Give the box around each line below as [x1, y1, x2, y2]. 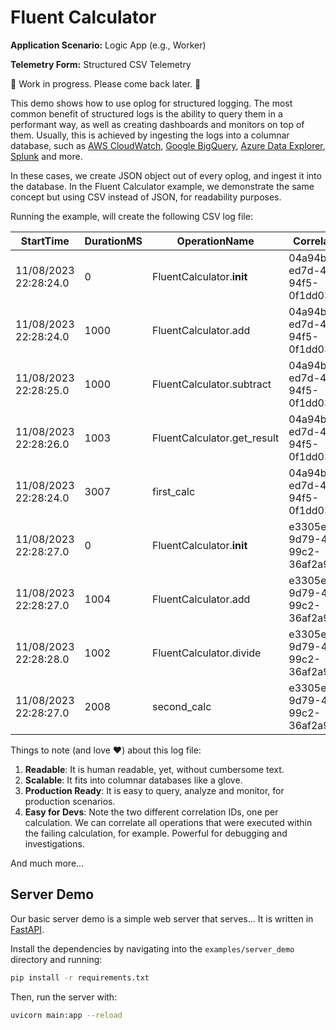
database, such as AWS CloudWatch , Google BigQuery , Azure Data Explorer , [10, 139, 326, 151]
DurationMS [84, 234, 143, 248]
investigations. [24, 837, 85, 850]
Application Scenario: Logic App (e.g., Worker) [10, 39, 207, 51]
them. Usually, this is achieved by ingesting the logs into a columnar [10, 129, 290, 141]
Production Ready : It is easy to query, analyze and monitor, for [24, 784, 285, 796]
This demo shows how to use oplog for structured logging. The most [10, 97, 293, 109]
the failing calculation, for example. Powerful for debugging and [24, 827, 288, 839]
